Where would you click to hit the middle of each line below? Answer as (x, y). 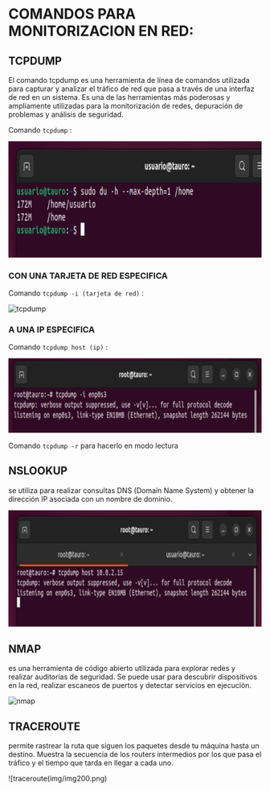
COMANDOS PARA (72, 14)
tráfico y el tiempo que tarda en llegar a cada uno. (91, 763)
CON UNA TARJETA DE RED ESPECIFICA (88, 275)
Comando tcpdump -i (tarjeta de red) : (76, 293)
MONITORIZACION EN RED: (101, 31)
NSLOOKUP (38, 471)
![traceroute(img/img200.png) (58, 779)
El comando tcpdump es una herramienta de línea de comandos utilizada (129, 80)
